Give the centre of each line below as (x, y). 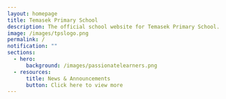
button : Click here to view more (74, 85)
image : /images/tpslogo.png (48, 33)
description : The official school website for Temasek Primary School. (113, 26)
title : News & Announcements (68, 78)
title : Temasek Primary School (53, 20)
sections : (22, 53)
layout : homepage (32, 14)
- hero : (25, 59)
